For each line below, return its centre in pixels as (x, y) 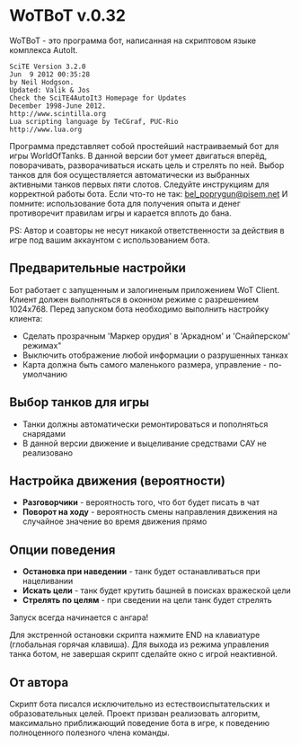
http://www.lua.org (46, 129)
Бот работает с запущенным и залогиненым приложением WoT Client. (145, 289)
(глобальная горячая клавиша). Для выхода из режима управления (139, 644)
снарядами (44, 433)
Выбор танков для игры (79, 402)
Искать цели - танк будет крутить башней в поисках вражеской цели (156, 590)
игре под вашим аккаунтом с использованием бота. (110, 240)
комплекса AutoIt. (44, 49)
